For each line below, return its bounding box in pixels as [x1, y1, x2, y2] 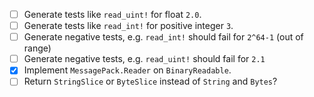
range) [23, 42, 52, 54]
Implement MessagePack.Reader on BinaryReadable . [23, 64, 232, 76]
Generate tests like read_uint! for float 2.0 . [23, 9, 202, 20]
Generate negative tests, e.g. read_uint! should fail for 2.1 [23, 53, 266, 65]
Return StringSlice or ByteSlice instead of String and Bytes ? [23, 75, 278, 88]
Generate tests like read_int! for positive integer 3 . [23, 20, 234, 32]
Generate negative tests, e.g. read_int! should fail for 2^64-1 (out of [23, 31, 304, 43]
